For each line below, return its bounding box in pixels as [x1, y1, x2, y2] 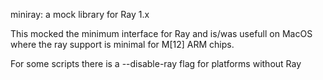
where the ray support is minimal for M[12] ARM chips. [10, 39, 235, 50]
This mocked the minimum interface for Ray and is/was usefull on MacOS [10, 28, 313, 39]
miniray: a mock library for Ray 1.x [10, 9, 150, 20]
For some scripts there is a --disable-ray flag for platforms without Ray [10, 58, 302, 69]
